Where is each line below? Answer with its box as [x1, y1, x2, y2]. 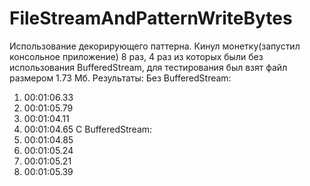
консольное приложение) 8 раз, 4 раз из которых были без [9, 50, 264, 62]
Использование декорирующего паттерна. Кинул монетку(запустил [9, 40, 301, 52]
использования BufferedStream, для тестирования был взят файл [9, 61, 288, 73]
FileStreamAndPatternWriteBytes [9, 7, 293, 30]
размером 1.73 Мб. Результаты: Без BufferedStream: [9, 72, 232, 84]
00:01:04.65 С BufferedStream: [23, 123, 153, 135]
